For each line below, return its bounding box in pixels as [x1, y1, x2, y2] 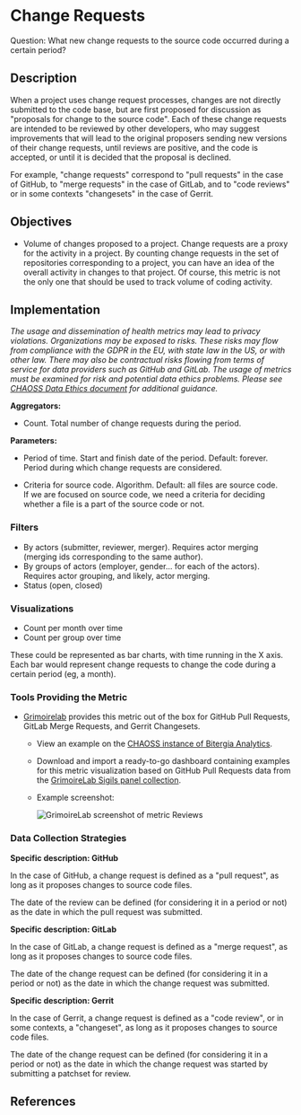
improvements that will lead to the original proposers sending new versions [10, 132, 288, 144]
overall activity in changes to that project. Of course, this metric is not [22, 267, 281, 277]
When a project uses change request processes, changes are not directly [10, 94, 281, 105]
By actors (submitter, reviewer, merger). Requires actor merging [22, 541, 259, 552]
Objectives [10, 215, 73, 230]
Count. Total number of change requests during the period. [22, 418, 242, 429]
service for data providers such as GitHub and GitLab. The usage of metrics [10, 364, 292, 375]
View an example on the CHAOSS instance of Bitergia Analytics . [36, 738, 272, 750]
